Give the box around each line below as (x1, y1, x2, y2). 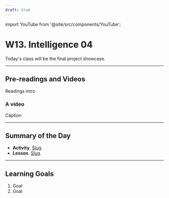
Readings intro (5, 88, 35, 94)
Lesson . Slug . (12, 150, 42, 156)
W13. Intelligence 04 (5, 39, 93, 50)
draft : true (5, 7, 30, 13)
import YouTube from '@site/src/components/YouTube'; (5, 21, 121, 27)
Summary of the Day (5, 131, 71, 140)
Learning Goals (5, 169, 54, 178)
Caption (5, 112, 22, 118)
